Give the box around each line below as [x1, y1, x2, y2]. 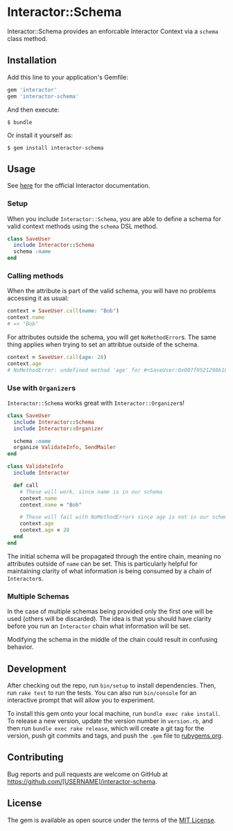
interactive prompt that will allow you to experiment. [7, 696, 155, 704]
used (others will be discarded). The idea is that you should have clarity [7, 615, 212, 623]
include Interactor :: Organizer [13, 425, 104, 432]
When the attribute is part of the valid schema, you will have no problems [7, 287, 216, 295]
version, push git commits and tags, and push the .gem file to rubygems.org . [7, 731, 224, 740]
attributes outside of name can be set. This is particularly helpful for [7, 559, 198, 568]
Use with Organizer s [7, 383, 76, 392]
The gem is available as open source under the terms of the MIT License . [7, 816, 216, 824]
